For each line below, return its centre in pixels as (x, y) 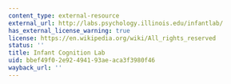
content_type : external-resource (64, 16)
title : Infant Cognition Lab (57, 53)
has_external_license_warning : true (69, 30)
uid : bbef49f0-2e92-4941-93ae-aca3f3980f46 (82, 61)
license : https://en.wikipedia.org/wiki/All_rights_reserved (112, 38)
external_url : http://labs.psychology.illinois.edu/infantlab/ (116, 23)
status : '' (26, 46)
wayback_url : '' (35, 68)
